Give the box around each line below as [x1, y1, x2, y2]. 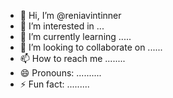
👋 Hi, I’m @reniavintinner [19, 10, 122, 21]
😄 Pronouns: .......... [19, 67, 102, 79]
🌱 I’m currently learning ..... [19, 31, 132, 42]
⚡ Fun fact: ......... [19, 78, 90, 90]
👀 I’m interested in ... [19, 20, 105, 32]
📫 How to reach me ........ [19, 53, 126, 64]
